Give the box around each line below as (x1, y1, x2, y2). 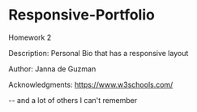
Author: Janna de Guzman (8, 63, 96, 74)
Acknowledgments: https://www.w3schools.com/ (8, 80, 173, 89)
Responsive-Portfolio (8, 6, 156, 24)
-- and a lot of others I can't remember (8, 95, 138, 105)
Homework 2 (8, 32, 52, 42)
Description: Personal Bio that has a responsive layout (8, 48, 189, 58)
